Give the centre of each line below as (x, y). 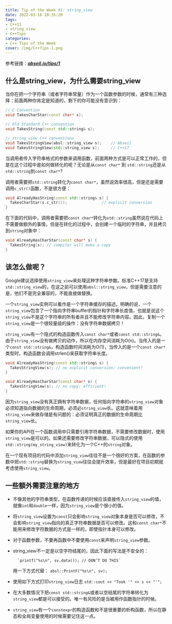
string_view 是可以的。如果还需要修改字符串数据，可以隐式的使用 (74, 438)
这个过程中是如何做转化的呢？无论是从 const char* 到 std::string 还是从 (90, 165)
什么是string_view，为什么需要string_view (73, 81)
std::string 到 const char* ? (34, 171)
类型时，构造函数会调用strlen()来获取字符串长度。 (58, 353)
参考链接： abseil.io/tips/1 (33, 63)
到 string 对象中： (24, 231)
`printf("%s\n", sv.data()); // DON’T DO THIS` (69, 561)
